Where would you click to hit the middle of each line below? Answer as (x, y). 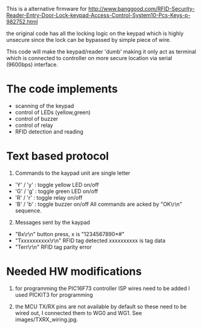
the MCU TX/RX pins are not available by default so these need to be (101, 307)
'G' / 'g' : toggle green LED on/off (57, 191)
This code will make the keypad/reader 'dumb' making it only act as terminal (101, 52)
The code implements (62, 89)
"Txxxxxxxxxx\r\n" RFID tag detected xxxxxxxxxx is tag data (90, 240)
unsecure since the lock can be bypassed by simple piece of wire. (89, 40)
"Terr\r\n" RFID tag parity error (53, 247)
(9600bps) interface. (32, 64)
